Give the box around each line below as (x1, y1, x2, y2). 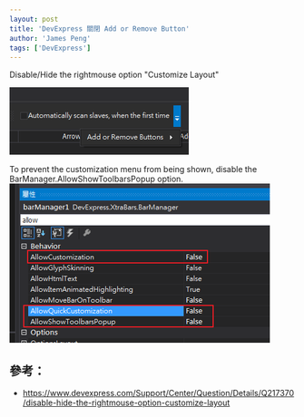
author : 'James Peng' (9, 34, 92, 43)
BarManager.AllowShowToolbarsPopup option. (9, 173, 184, 185)
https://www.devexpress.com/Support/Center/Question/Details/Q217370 (22, 388, 295, 399)
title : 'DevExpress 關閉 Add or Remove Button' (9, 24, 191, 34)
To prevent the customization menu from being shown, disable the (9, 164, 258, 175)
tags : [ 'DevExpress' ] (9, 44, 92, 53)
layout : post (9, 15, 59, 24)
